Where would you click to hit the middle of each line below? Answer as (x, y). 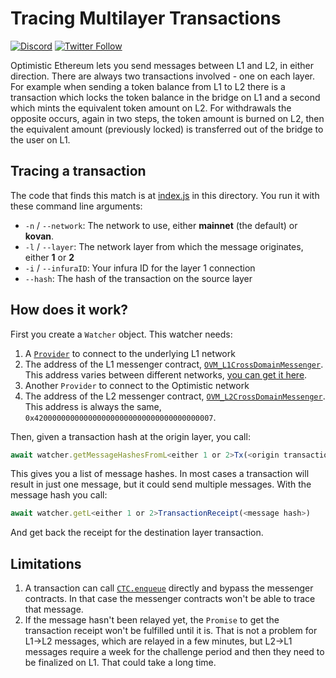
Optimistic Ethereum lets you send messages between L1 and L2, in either (162, 65)
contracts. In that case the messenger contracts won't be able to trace (170, 599)
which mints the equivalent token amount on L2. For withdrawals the (151, 108)
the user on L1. (40, 139)
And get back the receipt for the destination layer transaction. (137, 533)
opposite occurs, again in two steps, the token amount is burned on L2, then (167, 118)
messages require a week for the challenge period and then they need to (174, 652)
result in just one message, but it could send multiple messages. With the (161, 484)
